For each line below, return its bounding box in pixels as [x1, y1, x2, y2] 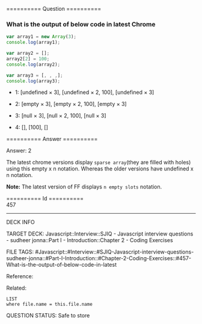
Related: [6, 284, 27, 291]
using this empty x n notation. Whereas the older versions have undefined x [6, 165, 194, 172]
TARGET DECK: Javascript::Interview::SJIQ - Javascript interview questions [6, 230, 194, 237]
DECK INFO [6, 219, 35, 226]
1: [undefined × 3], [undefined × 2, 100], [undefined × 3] [14, 89, 155, 96]
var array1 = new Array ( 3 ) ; [6, 34, 77, 40]
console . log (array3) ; [6, 78, 61, 84]
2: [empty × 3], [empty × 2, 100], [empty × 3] [14, 101, 127, 108]
